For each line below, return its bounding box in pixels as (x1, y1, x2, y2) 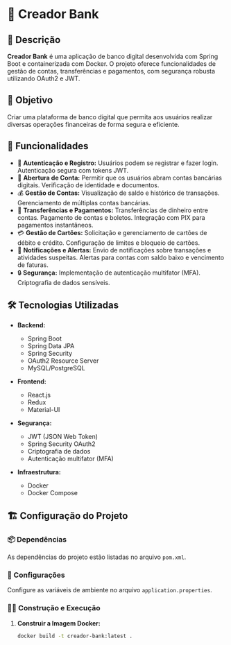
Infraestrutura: (17, 468, 61, 476)
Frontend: (17, 377, 46, 386)
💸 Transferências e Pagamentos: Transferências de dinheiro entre (17, 206, 208, 214)
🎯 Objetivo (7, 94, 53, 106)
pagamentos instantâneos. (17, 221, 94, 229)
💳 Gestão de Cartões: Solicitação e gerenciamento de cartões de (17, 228, 207, 237)
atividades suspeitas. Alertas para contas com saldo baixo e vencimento (17, 253, 224, 261)
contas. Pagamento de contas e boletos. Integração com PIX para (17, 213, 206, 221)
